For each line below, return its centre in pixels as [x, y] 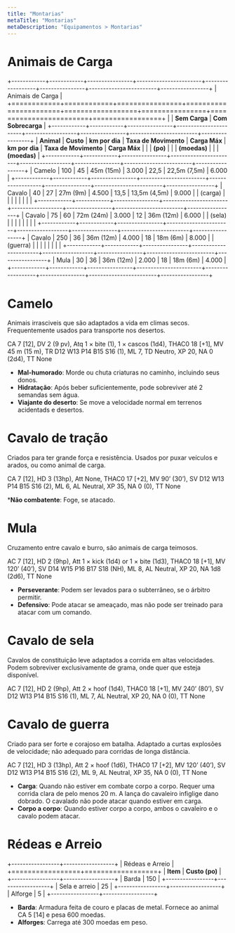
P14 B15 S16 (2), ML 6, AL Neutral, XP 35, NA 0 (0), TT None [94, 486]
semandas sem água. [48, 395]
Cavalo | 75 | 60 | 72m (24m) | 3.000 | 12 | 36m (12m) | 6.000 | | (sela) [126, 216]
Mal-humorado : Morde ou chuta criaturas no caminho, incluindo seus [118, 372]
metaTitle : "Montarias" [42, 20]
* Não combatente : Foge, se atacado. [61, 500]
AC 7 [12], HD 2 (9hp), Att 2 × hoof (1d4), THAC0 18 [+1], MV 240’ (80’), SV [116, 689]
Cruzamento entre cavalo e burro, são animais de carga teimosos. [102, 548]
